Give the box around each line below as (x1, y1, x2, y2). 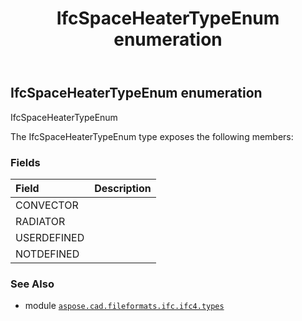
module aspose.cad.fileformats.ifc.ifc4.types (24, 300, 225, 312)
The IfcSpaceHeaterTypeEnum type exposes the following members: (10, 130, 294, 142)
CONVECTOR (15, 198, 79, 212)
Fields (10, 155, 41, 169)
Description (94, 181, 152, 195)
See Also (10, 277, 55, 291)
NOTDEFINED (15, 247, 80, 261)
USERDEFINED (15, 230, 85, 244)
